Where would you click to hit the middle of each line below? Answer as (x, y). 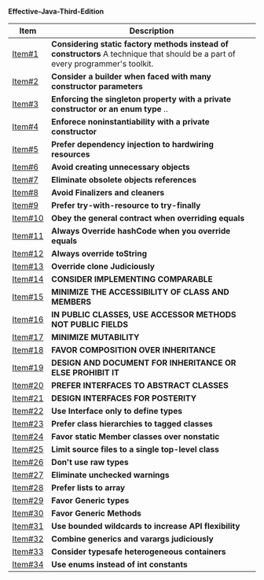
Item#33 (28, 552)
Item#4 (26, 127)
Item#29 (28, 501)
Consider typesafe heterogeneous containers (138, 552)
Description (152, 31)
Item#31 (28, 526)
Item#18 (28, 350)
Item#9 (26, 205)
